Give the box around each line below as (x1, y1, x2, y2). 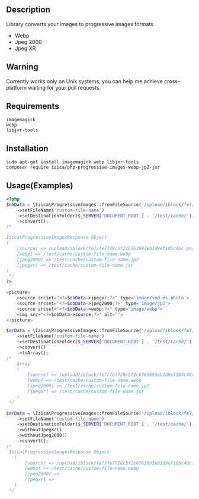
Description (6, 5, 50, 15)
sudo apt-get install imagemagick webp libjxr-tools (6, 159, 139, 165)
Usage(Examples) (6, 181, 73, 191)
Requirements (6, 101, 59, 112)
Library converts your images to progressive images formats (6, 20, 154, 27)
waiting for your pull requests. (27, 84, 101, 91)
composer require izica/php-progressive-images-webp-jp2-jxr (6, 165, 161, 170)
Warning (6, 62, 38, 72)
